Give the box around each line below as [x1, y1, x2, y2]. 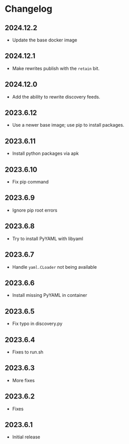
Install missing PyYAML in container [12, 292, 87, 298]
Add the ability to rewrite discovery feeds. [12, 94, 100, 100]
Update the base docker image [12, 37, 78, 43]
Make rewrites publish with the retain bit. [12, 65, 100, 72]
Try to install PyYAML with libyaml [12, 236, 84, 242]
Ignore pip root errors [12, 207, 58, 213]
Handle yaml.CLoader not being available [12, 264, 97, 270]
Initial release [12, 434, 40, 440]
